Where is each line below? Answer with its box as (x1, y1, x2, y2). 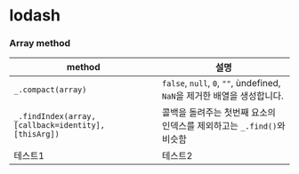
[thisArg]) (13, 130, 60, 139)
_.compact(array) (13, 85, 87, 95)
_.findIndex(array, (13, 112, 96, 122)
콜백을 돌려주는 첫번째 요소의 (161, 107, 276, 119)
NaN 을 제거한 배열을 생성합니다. (161, 90, 284, 102)
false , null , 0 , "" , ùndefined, (161, 77, 281, 90)
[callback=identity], (13, 121, 105, 130)
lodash (9, 5, 61, 26)
